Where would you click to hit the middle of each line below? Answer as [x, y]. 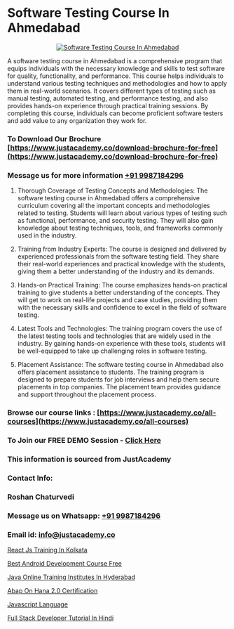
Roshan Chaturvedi [41, 497]
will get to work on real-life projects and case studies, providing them [117, 300]
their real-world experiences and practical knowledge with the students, [122, 264]
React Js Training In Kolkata [47, 550]
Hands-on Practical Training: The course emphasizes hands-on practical [122, 285]
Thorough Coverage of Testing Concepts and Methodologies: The [112, 190]
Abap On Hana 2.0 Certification [53, 590]
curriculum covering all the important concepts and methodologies [113, 206]
